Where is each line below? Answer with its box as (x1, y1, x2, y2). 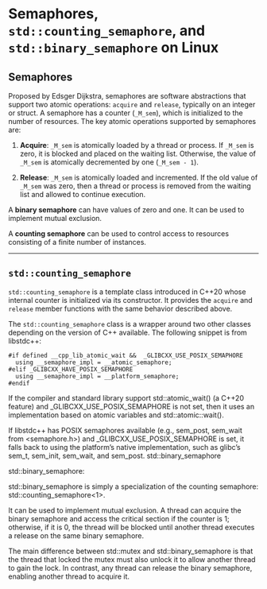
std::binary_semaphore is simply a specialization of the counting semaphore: (8, 482, 259, 491)
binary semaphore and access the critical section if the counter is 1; (8, 513, 230, 523)
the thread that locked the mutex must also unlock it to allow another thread (8, 554, 256, 564)
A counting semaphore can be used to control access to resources (8, 229, 229, 238)
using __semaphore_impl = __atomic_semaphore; (15, 358, 172, 366)
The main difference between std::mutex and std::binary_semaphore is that (8, 546, 253, 556)
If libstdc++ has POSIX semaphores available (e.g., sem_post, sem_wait (8, 425, 242, 435)
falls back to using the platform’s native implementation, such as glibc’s (8, 442, 241, 451)
